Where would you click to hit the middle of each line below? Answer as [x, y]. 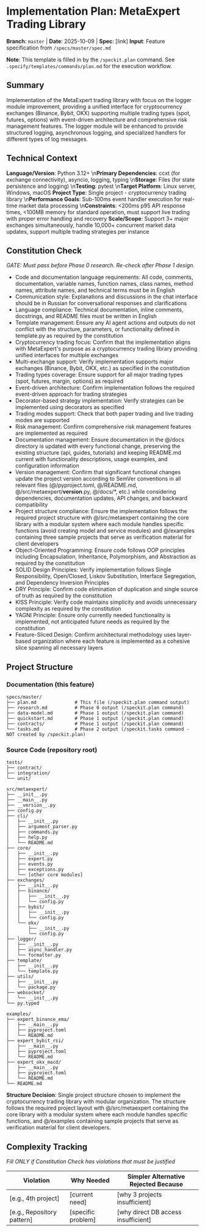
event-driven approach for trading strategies [71, 394]
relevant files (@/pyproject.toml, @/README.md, [76, 485]
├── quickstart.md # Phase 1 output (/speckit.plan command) [95, 719]
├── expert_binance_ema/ [38, 1020]
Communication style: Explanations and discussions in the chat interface [106, 297]
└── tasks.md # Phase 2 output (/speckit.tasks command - [98, 729]
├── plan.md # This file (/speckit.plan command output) [98, 703]
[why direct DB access [149, 1212]
